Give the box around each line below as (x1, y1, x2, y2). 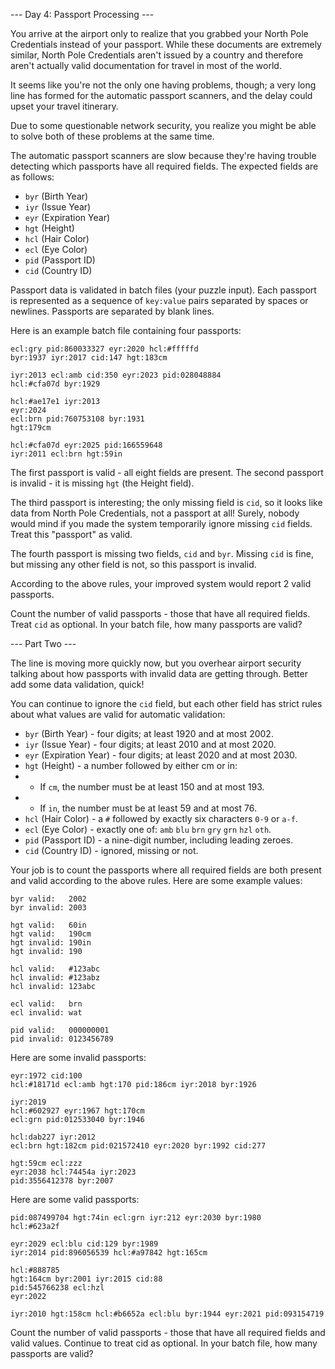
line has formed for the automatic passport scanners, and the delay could (10, 90, 313, 101)
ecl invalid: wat (10, 1008, 83, 1018)
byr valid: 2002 (10, 894, 87, 904)
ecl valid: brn (10, 999, 83, 1009)
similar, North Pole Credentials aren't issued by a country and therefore (10, 49, 304, 61)
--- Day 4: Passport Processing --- (10, 9, 155, 20)
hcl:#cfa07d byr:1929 (10, 379, 101, 389)
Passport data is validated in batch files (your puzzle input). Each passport (10, 284, 317, 296)
